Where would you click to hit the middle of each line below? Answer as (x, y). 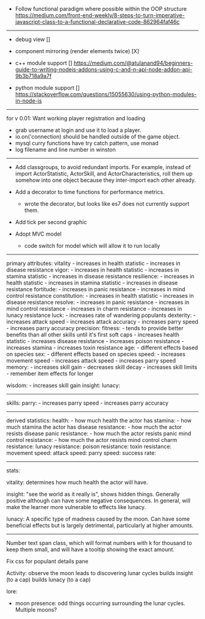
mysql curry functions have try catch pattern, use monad (87, 143)
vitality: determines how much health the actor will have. (77, 482)
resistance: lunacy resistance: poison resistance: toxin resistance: (89, 446)
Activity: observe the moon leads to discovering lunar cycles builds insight (100, 573)
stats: (13, 470)
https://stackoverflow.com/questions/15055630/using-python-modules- (106, 94)
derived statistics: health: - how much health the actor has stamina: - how (99, 420)
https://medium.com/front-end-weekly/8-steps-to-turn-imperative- (100, 15)
